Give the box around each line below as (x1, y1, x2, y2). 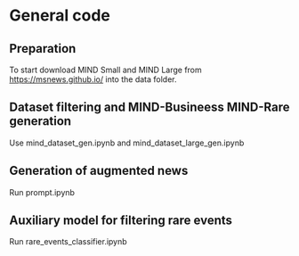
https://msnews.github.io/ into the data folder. (9, 74, 177, 85)
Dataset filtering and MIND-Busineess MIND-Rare (9, 100, 290, 115)
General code (9, 5, 111, 26)
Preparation (9, 41, 77, 56)
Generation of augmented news (9, 163, 189, 178)
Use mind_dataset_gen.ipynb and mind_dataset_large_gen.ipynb (9, 137, 245, 148)
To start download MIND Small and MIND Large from (9, 64, 202, 75)
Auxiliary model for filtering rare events (9, 213, 233, 228)
